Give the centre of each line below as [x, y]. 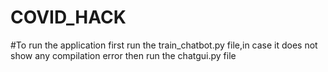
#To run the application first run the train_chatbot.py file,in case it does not [164, 45]
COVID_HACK [68, 17]
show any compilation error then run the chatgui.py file [123, 55]
